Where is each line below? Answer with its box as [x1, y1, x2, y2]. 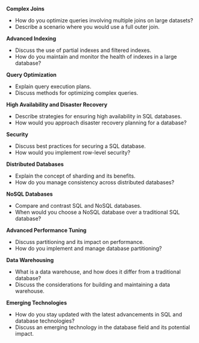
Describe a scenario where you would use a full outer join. [14, 24, 160, 30]
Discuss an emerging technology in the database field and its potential [14, 324, 190, 331]
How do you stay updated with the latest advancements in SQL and [14, 311, 183, 318]
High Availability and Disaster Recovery [6, 101, 107, 108]
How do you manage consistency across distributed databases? [14, 179, 175, 186]
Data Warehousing [6, 257, 54, 263]
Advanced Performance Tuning [6, 226, 87, 234]
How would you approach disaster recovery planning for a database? [14, 119, 187, 126]
